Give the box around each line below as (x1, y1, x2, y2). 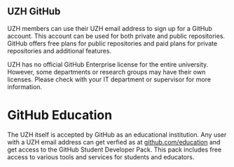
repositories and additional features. (7, 46, 112, 55)
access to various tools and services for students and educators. (7, 152, 195, 161)
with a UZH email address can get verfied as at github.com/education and (7, 138, 221, 146)
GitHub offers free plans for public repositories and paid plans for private (7, 39, 218, 48)
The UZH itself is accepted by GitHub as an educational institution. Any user (7, 130, 227, 139)
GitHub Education (7, 107, 113, 123)
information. (7, 82, 43, 91)
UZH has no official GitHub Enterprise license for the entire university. (7, 60, 209, 69)
